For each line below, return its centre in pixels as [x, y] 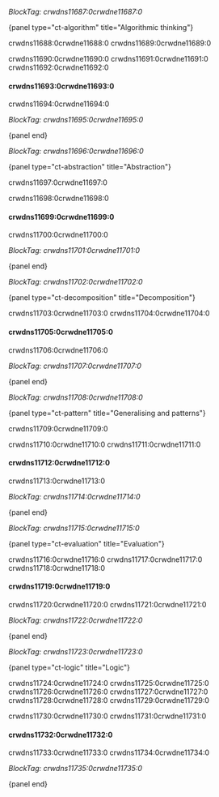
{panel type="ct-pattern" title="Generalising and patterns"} [107, 413]
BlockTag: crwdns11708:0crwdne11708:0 [76, 397]
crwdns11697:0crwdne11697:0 [58, 182]
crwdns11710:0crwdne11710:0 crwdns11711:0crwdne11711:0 [105, 444]
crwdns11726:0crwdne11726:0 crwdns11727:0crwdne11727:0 [108, 692]
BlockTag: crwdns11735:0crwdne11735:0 [76, 769]
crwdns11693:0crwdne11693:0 [61, 86]
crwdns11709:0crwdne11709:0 [58, 428]
